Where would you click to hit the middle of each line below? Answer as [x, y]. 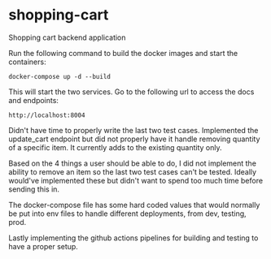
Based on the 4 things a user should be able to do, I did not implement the [132, 163]
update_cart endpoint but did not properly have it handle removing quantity [134, 139]
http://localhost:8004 [47, 115]
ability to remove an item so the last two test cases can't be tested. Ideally [133, 171]
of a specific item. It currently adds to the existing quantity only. [115, 147]
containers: [27, 62]
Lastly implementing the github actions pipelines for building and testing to [133, 238]
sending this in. [34, 189]
